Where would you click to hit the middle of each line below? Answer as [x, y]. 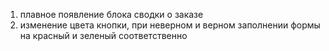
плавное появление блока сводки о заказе [111, 14]
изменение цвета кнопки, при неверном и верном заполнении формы [170, 25]
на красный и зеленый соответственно [103, 35]
